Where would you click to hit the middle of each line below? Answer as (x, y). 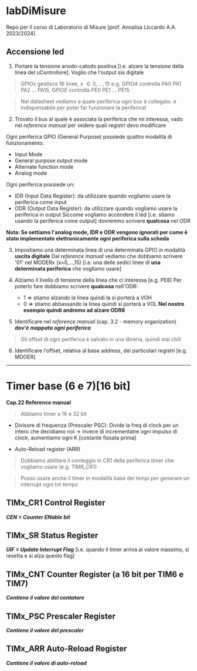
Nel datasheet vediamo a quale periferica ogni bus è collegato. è (98, 101)
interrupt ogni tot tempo (49, 484)
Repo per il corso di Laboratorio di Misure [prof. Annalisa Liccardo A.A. (91, 27)
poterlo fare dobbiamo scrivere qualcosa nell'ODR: (76, 286)
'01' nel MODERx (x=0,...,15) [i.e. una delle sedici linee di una (88, 262)
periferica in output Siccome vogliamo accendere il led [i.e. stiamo (94, 214)
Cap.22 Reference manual (39, 402)
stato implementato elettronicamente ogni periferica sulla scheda (88, 238)
